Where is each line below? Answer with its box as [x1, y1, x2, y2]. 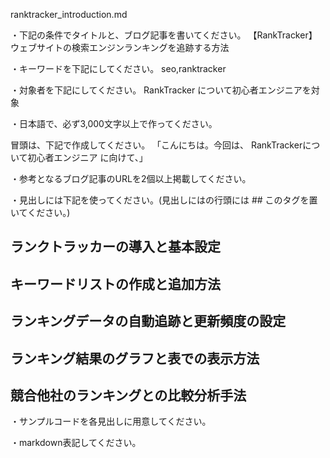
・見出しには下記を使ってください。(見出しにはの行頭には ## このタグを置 [10, 194, 318, 206]
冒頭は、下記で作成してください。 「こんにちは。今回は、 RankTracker [10, 139, 303, 151]
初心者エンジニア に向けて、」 [27, 152, 148, 163]
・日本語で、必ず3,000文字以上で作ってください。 [10, 118, 218, 129]
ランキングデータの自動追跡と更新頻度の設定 [10, 313, 287, 330]
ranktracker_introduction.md [10, 9, 128, 20]
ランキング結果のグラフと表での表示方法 [10, 350, 260, 367]
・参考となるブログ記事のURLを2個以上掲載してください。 [10, 173, 252, 184]
